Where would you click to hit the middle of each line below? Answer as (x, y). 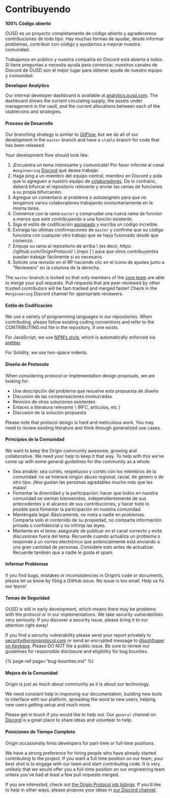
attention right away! (27, 625)
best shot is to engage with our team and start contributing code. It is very (83, 763)
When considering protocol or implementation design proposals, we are (80, 375)
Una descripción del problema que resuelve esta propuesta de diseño (86, 391)
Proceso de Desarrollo (29, 123)
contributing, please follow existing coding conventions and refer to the (80, 322)
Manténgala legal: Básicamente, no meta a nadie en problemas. (79, 514)
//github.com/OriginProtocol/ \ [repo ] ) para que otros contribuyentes (86, 252)
